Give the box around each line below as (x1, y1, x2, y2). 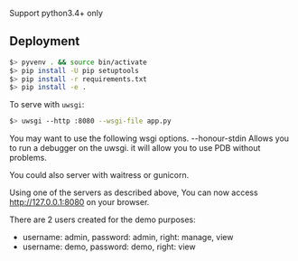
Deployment (9, 33, 80, 49)
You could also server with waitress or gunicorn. (9, 170, 190, 181)
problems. (9, 153, 47, 163)
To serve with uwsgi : (9, 99, 85, 110)
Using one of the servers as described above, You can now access (9, 187, 259, 198)
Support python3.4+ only (9, 8, 104, 18)
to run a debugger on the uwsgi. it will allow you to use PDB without (9, 143, 261, 154)
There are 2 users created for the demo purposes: (9, 214, 196, 225)
